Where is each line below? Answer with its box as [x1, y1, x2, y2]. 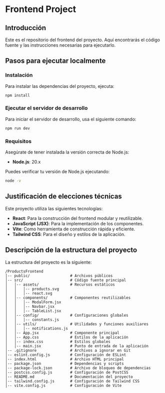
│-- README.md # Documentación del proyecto [5, 374, 133, 379]
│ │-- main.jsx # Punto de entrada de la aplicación [5, 343, 149, 348]
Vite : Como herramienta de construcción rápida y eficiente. [12, 226, 135, 232]
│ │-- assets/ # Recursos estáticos [5, 282, 115, 287]
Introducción [5, 24, 46, 32]
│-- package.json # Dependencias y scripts [5, 361, 124, 366]
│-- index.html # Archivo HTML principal [5, 356, 124, 362]
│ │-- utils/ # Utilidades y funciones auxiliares [5, 321, 149, 327]
